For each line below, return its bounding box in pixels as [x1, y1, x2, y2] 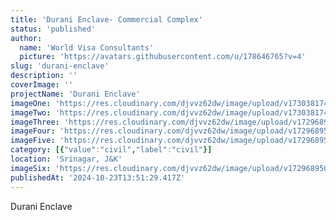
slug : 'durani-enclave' [10, 61, 110, 71]
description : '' [10, 71, 78, 81]
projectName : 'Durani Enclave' [10, 89, 141, 99]
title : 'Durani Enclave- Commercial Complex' [10, 14, 203, 25]
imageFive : [10, 136, 56, 146]
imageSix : [10, 163, 52, 173]
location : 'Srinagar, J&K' [10, 154, 123, 164]
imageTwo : [10, 107, 52, 118]
